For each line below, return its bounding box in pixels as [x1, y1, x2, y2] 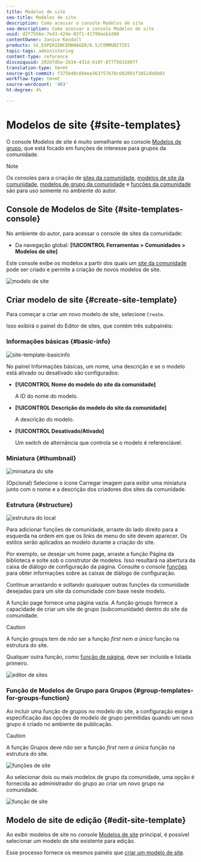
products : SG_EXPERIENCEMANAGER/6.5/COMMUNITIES [6, 43, 130, 49]
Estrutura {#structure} [6, 500, 73, 509]
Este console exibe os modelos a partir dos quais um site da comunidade [6, 259, 187, 266]
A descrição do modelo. [14, 415, 74, 423]
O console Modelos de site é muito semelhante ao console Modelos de [6, 138, 182, 145]
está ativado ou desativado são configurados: [6, 369, 119, 376]
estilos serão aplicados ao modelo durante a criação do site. [6, 539, 155, 546]
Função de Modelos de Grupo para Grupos [6, 686, 133, 695]
